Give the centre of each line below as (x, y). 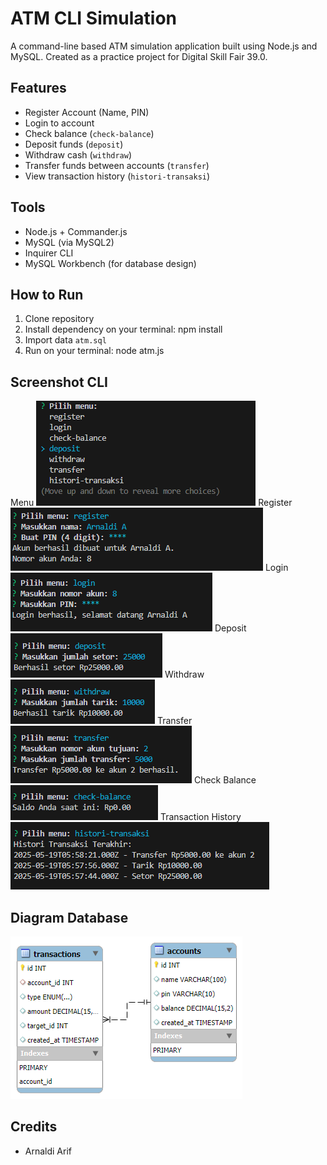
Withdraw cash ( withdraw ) (78, 154)
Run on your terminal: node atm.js (94, 351)
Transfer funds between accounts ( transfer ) (117, 165)
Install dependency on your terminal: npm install (123, 329)
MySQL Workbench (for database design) (110, 263)
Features (38, 88)
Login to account (59, 123)
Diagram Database (69, 917)
